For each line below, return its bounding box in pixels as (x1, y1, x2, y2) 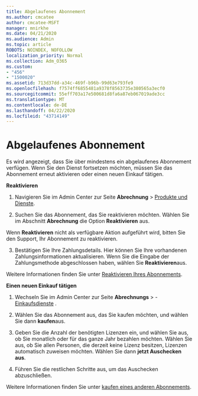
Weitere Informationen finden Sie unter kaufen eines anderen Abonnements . (6, 384, 192, 391)
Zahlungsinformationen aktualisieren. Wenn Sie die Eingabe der (14, 253, 170, 260)
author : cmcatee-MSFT (6, 20, 60, 25)
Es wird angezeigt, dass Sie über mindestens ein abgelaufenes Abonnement (6, 158, 191, 165)
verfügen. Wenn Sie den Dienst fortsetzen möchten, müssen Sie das (6, 164, 173, 171)
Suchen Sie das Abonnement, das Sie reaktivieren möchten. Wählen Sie (14, 211, 190, 219)
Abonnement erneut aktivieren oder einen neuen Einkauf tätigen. (6, 171, 164, 178)
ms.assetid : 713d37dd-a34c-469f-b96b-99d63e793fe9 (6, 80, 134, 86)
